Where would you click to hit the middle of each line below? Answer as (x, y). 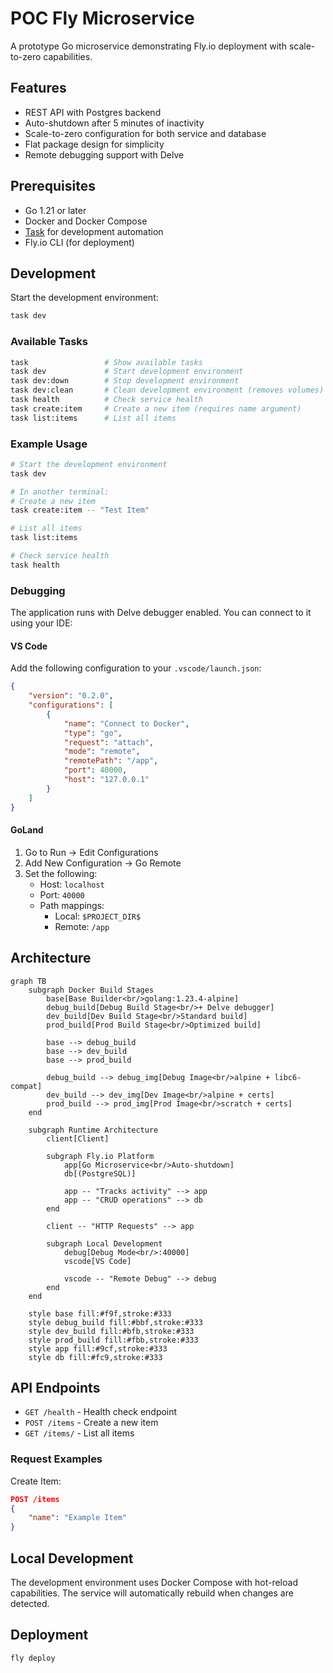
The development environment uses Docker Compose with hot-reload (154, 1583)
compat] (26, 1086)
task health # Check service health (106, 400)
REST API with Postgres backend (93, 112)
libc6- (288, 1077)
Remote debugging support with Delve (104, 154)
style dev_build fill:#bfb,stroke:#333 (111, 1331)
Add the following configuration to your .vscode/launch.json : (136, 668)
